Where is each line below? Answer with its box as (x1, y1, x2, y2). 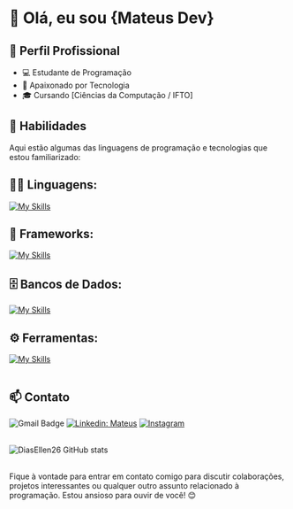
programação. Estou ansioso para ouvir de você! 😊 (9, 490, 197, 500)
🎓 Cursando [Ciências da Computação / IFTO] (21, 90, 193, 100)
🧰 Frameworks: (9, 227, 94, 242)
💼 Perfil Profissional (9, 43, 121, 58)
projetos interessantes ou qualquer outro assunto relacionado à (9, 480, 240, 490)
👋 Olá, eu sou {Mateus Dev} (9, 8, 214, 28)
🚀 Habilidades (9, 119, 86, 134)
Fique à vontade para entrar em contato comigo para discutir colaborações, (9, 471, 285, 482)
